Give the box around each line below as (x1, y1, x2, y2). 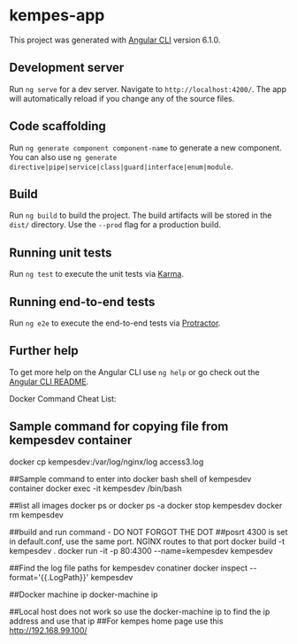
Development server (9, 60, 125, 75)
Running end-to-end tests (9, 294, 156, 310)
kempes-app (9, 5, 105, 26)
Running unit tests (9, 245, 112, 260)
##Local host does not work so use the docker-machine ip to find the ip (9, 606, 270, 617)
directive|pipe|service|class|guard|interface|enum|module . (9, 161, 233, 172)
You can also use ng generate (9, 151, 118, 162)
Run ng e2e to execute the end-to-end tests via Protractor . (9, 318, 221, 328)
